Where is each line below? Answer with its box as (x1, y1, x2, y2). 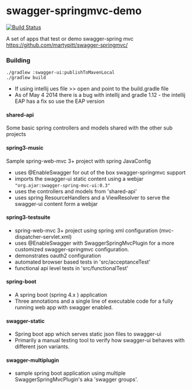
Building (6, 56, 31, 64)
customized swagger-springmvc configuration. (14, 245, 129, 252)
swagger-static (6, 317, 45, 325)
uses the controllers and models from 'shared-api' (14, 187, 137, 194)
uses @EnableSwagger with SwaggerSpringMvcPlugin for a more (14, 239, 174, 247)
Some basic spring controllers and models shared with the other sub (6, 124, 173, 131)
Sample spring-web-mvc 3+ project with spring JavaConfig (6, 157, 151, 164)
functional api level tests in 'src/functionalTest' (14, 264, 129, 271)
